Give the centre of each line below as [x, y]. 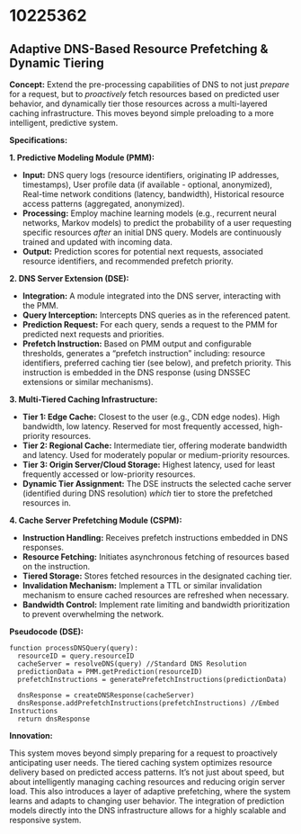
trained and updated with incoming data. [97, 242]
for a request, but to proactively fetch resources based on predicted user [145, 94]
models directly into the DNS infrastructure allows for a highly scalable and [148, 810]
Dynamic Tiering [57, 63]
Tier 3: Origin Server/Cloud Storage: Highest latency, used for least [149, 465]
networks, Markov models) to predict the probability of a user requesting [157, 223]
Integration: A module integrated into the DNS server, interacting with [151, 296]
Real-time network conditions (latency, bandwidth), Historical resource [153, 194]
